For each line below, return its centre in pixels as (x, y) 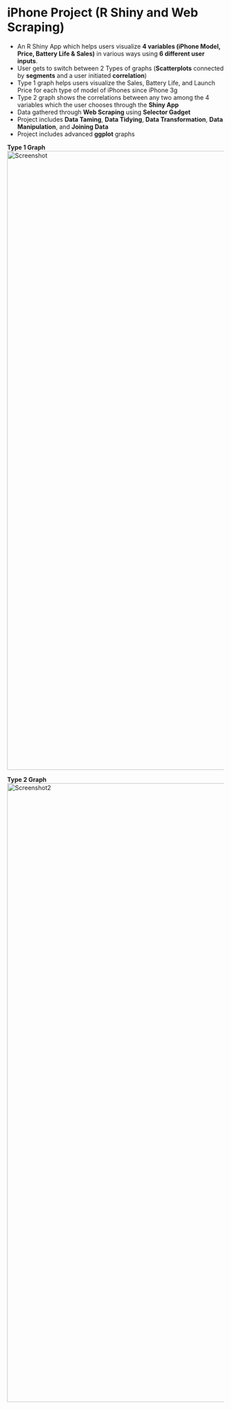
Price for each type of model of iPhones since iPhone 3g (97, 90)
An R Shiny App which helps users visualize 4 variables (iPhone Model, (119, 46)
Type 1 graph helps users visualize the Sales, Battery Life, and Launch (116, 83)
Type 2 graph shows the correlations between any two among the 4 (113, 97)
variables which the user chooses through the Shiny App (98, 105)
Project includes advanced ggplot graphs (76, 134)
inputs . (27, 61)
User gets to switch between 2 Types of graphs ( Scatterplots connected (120, 68)
